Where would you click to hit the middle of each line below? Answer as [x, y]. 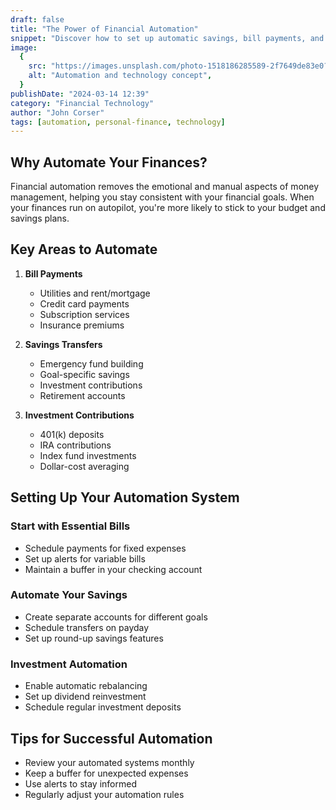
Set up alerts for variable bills [85, 558]
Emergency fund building [91, 363]
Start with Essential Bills [70, 526]
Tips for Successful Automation [111, 738]
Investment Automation [69, 664]
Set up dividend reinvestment [85, 697]
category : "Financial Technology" [82, 103]
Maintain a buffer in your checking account [113, 569]
